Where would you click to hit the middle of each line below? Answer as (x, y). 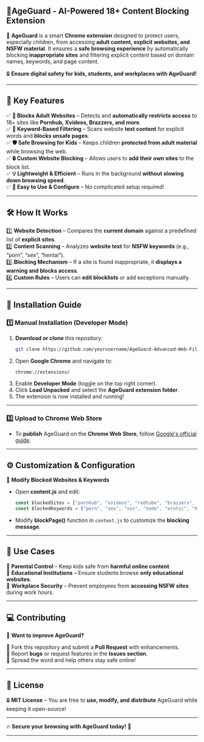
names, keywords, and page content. (53, 61)
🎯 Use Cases (31, 551)
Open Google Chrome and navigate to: (64, 361)
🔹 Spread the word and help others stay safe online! (71, 660)
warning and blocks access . (42, 271)
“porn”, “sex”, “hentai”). (36, 255)
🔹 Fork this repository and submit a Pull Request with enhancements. (93, 647)
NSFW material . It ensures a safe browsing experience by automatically (97, 48)
